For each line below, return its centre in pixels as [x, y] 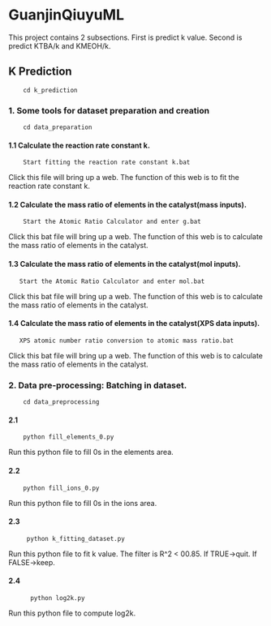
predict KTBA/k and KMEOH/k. [60, 45]
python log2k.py [57, 598]
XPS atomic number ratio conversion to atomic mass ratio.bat [126, 341]
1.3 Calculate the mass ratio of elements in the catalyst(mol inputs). [125, 264]
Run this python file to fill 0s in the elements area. [91, 452]
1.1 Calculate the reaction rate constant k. [79, 145]
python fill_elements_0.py [69, 437]
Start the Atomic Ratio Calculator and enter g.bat [112, 222]
